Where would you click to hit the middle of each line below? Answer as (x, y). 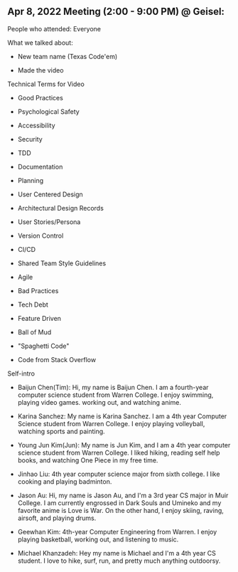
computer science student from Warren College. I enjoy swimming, (115, 395)
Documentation (40, 166)
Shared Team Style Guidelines (62, 263)
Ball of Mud (34, 332)
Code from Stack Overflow (57, 359)
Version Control (40, 235)
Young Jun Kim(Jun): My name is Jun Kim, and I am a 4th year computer (124, 445)
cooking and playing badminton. (65, 481)
